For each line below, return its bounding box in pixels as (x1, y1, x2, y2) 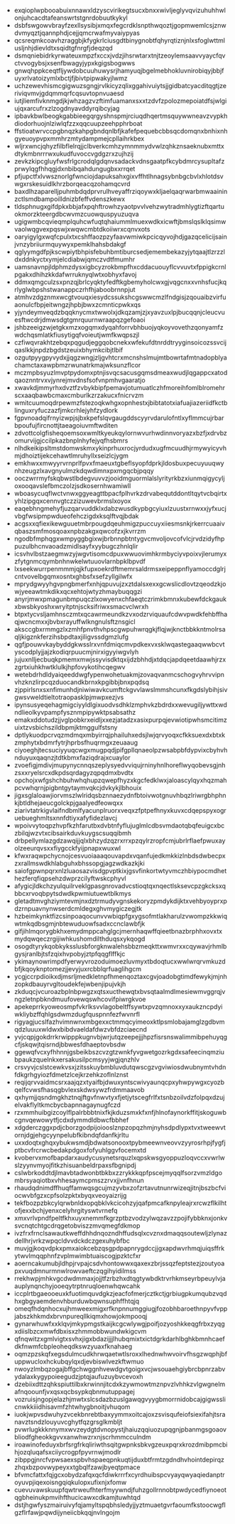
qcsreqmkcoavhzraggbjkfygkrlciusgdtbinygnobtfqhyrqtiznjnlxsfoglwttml (13, 36, 226, 45)
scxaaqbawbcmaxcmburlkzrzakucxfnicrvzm (13, 391, 144, 399)
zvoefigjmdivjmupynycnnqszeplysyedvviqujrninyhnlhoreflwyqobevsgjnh (13, 761, 226, 769)
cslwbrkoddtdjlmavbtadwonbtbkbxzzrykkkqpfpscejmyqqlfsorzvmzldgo (13, 1169, 222, 1177)
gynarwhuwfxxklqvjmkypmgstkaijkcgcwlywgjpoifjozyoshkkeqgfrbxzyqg (13, 1319, 225, 1328)
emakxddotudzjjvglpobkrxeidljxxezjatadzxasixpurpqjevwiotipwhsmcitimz (13, 715, 227, 724)
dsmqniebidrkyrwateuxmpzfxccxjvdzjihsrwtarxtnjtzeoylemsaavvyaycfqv (13, 51, 226, 60)
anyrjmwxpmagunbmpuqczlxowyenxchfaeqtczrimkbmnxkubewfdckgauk (13, 595, 227, 603)
